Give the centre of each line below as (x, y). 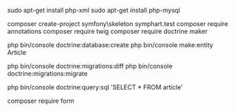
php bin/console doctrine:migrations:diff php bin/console (90, 66)
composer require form (41, 101)
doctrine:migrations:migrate (47, 74)
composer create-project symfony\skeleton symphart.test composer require (118, 24)
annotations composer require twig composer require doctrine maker (107, 31)
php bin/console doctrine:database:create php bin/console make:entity (110, 45)
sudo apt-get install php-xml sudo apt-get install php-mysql (94, 10)
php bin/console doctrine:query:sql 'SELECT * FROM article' (95, 87)
